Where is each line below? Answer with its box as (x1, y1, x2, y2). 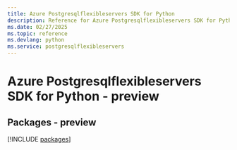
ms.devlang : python (7, 37, 65, 44)
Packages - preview (7, 116, 97, 128)
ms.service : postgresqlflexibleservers (7, 43, 125, 50)
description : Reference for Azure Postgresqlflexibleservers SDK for (7, 17, 217, 24)
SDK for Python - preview (7, 89, 160, 104)
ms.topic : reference (7, 30, 68, 37)
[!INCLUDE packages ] (7, 135, 71, 143)
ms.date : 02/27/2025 (7, 23, 68, 30)
